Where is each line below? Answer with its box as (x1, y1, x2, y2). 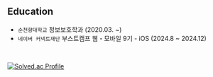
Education (7, 6, 54, 18)
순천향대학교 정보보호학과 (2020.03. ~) (17, 25, 122, 34)
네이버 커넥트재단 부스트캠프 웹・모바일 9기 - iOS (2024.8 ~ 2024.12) (17, 34, 207, 42)
